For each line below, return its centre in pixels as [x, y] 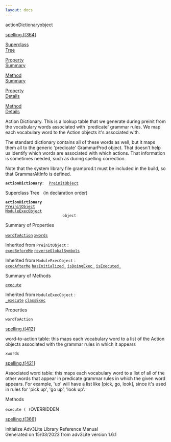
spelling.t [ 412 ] [20, 329]
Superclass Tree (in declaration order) [46, 193]
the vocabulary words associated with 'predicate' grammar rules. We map [83, 127]
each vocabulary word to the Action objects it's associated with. [73, 132]
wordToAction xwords [27, 235]
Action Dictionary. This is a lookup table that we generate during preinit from [86, 121]
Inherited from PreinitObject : [37, 245]
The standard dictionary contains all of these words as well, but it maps [80, 142]
